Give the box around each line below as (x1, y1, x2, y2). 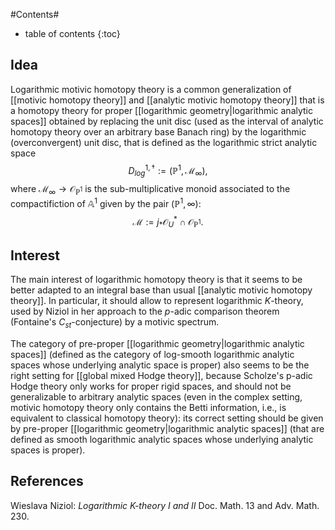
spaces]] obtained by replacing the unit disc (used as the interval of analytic (10, 115, 324, 127)
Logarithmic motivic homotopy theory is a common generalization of (10, 83, 292, 95)
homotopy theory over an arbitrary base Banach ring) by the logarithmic (10, 125, 307, 138)
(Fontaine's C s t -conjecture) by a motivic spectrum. (10, 315, 220, 330)
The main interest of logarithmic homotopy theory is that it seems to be (10, 273, 303, 285)
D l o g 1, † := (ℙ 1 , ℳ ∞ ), (128, 162, 208, 179)
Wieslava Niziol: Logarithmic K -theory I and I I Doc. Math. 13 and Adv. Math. (10, 499, 320, 511)
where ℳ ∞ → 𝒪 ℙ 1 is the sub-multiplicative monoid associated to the (10, 183, 291, 198)
